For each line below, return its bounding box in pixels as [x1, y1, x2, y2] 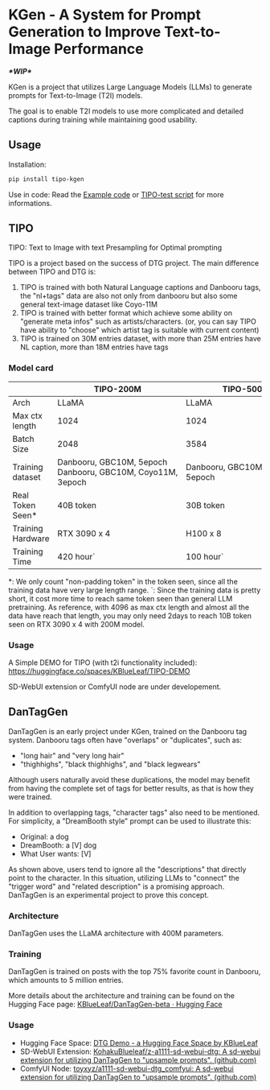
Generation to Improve [8, 23, 162, 41]
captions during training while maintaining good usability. [8, 114, 198, 124]
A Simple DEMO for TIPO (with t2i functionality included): [8, 658, 198, 667]
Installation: [8, 159, 47, 169]
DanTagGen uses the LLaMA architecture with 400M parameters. [8, 928, 224, 939]
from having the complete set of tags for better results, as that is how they [8, 783, 255, 793]
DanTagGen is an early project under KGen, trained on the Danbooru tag [8, 726, 247, 736]
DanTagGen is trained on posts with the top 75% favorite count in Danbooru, [8, 967, 261, 976]
